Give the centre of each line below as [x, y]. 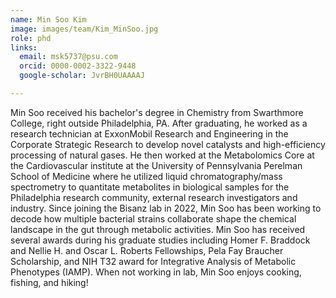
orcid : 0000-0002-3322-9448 [78, 66]
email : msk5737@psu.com [68, 57]
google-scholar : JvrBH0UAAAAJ [82, 76]
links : [24, 47]
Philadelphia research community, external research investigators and [154, 197]
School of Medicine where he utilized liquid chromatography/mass [146, 176]
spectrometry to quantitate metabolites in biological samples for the [150, 187]
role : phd [31, 38]
